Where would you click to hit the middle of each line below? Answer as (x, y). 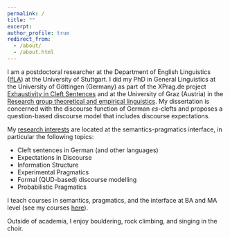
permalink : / (26, 13)
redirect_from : (29, 39)
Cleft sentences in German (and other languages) (88, 150)
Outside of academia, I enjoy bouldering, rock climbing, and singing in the (112, 221)
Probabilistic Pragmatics (52, 187)
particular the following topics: (51, 136)
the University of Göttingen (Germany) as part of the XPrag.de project (107, 86)
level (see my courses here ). (48, 208)
